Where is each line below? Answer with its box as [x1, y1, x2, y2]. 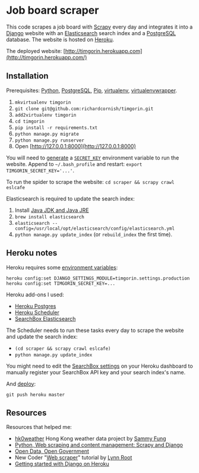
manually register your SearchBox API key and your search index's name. [6, 368, 186, 375]
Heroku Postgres [14, 302, 56, 309]
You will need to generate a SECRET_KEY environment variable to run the [6, 154, 179, 161]
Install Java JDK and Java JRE [14, 206, 89, 214]
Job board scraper [6, 4, 99, 17]
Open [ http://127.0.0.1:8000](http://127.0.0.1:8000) [14, 142, 136, 149]
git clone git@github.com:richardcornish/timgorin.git [14, 105, 154, 112]
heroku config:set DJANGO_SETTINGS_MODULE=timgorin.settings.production [6, 275, 190, 281]
